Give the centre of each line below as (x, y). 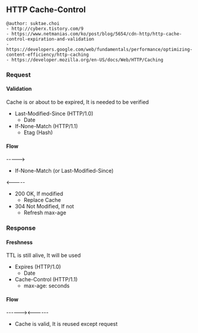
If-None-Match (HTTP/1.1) (46, 126)
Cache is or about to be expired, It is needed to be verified (78, 102)
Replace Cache (42, 200)
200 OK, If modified (39, 194)
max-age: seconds (47, 286)
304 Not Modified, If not (44, 207)
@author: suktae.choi (33, 23)
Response (21, 228)
